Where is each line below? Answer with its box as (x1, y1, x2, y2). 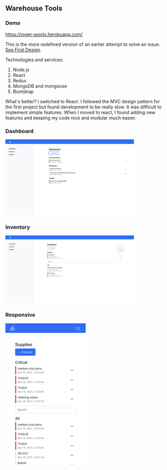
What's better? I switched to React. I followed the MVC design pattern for (5, 98, 160, 104)
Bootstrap (12, 88, 34, 95)
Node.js (12, 66, 30, 72)
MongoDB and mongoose (12, 83, 67, 89)
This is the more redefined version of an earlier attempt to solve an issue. (5, 41, 160, 47)
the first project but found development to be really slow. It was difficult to (5, 104, 162, 110)
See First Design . (5, 46, 42, 53)
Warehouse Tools (5, 4, 63, 13)
